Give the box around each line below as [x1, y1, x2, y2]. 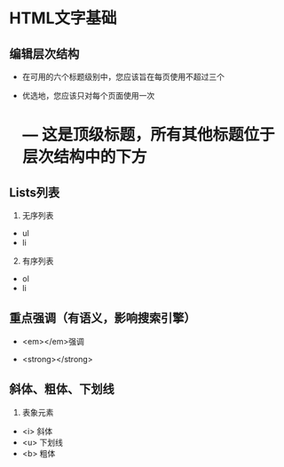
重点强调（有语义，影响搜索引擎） [9, 311, 196, 326]
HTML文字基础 [9, 8, 117, 28]
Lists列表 [9, 185, 60, 200]
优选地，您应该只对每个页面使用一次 [21, 91, 155, 100]
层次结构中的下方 [21, 147, 147, 167]
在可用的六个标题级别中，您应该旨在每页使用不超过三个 [21, 72, 225, 82]
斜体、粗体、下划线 [9, 382, 114, 397]
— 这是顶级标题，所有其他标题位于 [21, 125, 275, 145]
